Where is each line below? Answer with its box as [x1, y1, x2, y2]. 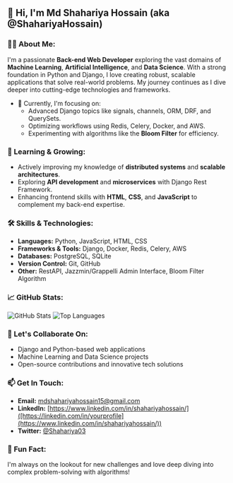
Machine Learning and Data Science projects [17, 352, 149, 361]
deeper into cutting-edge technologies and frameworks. [7, 85, 171, 94]
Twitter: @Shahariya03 [17, 427, 86, 435]
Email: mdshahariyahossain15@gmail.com [17, 397, 141, 405]
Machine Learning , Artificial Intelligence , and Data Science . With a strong [7, 63, 226, 71]
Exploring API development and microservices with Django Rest [17, 177, 207, 186]
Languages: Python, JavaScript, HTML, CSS [17, 237, 148, 246]
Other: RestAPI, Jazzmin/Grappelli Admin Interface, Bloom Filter [17, 267, 205, 275]
